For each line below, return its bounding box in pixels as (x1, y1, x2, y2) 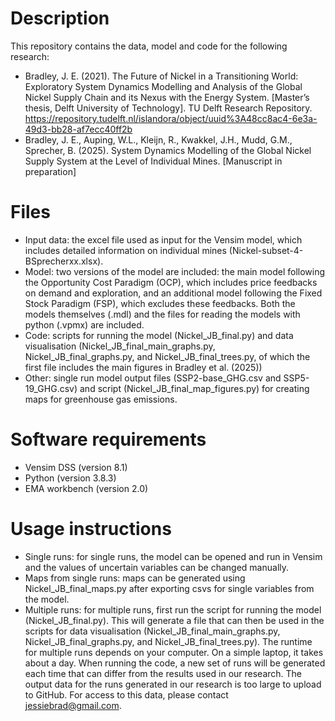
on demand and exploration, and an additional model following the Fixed (24, 287, 323, 299)
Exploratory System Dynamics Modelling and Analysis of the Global (24, 80, 303, 92)
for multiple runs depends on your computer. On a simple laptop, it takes (24, 646, 324, 658)
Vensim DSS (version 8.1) (24, 461, 128, 473)
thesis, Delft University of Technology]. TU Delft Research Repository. (24, 102, 313, 114)
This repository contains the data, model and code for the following (10, 40, 288, 52)
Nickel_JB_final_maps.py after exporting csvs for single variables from (24, 582, 315, 594)
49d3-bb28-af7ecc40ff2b (24, 123, 133, 135)
